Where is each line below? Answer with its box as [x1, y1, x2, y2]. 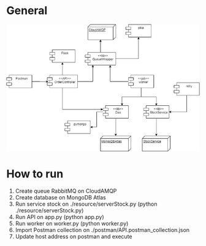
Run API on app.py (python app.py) [15, 213, 104, 220]
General [6, 4, 48, 18]
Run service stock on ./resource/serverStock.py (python [15, 200, 158, 207]
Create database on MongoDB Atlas [15, 193, 106, 201]
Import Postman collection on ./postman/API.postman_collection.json [15, 226, 190, 233]
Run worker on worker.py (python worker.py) [15, 220, 129, 227]
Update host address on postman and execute [15, 233, 133, 240]
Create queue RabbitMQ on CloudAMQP [15, 187, 117, 195]
